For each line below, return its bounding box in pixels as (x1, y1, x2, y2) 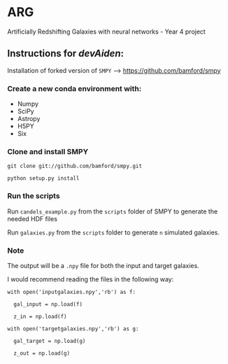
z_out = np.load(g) (13, 349, 71, 357)
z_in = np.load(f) (13, 313, 68, 320)
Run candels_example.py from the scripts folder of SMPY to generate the (7, 207, 218, 216)
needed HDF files (7, 214, 58, 223)
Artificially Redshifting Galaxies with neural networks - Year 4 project (7, 27, 206, 36)
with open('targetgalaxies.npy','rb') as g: (7, 325, 139, 332)
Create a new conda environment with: (7, 83, 142, 93)
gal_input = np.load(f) (13, 300, 83, 308)
